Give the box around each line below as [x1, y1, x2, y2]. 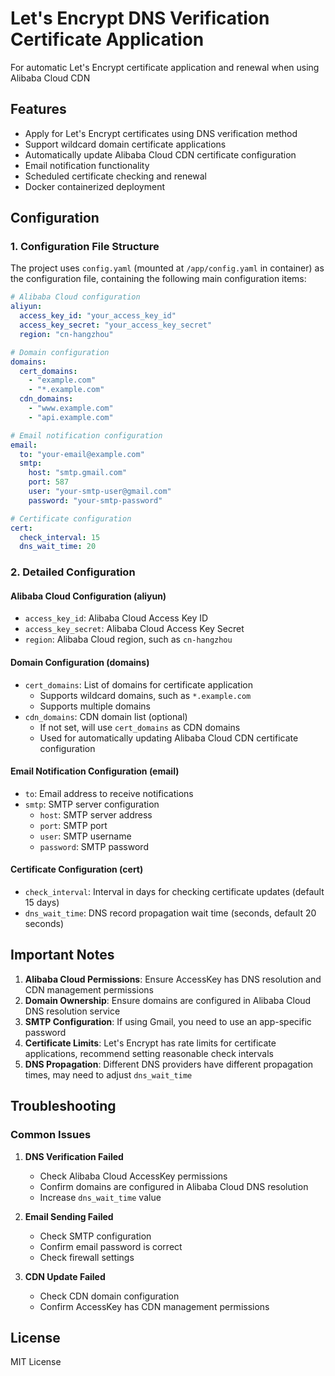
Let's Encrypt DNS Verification [10, 7, 270, 30]
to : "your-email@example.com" [19, 449, 145, 459]
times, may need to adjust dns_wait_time [24, 1068, 193, 1081]
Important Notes [10, 947, 115, 964]
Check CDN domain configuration [39, 1290, 180, 1302]
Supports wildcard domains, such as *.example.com [39, 689, 252, 701]
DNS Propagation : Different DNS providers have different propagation [24, 1058, 314, 1070]
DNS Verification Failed [24, 1150, 124, 1162]
